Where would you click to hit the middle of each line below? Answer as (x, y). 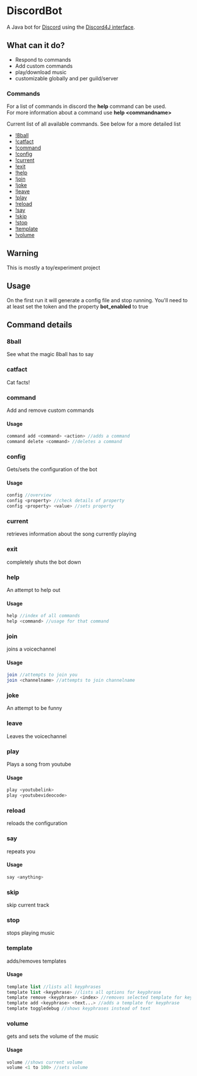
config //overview (29, 495)
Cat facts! (18, 382)
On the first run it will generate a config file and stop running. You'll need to (97, 300)
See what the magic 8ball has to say (50, 354)
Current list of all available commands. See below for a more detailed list (94, 124)
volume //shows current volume (45, 1062)
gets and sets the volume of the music (53, 1036)
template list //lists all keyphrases (54, 987)
